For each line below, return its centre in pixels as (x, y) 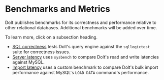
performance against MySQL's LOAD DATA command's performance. (81, 72)
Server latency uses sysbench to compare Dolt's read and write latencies (85, 57)
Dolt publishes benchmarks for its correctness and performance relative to (81, 22)
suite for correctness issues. (41, 52)
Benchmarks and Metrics (58, 9)
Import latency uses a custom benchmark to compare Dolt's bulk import (85, 67)
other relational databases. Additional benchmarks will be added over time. (81, 27)
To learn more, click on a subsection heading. (51, 37)
